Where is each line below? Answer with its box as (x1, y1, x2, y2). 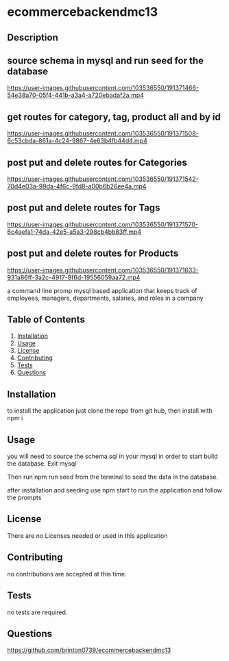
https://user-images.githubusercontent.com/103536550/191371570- (7, 220, 199, 228)
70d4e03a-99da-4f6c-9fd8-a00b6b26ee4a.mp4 (7, 182, 147, 191)
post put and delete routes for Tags (7, 202, 160, 214)
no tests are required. (7, 608, 68, 616)
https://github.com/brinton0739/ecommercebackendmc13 (7, 646, 171, 654)
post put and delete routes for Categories (7, 156, 187, 169)
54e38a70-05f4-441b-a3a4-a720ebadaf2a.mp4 (7, 91, 144, 100)
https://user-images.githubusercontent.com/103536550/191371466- (7, 84, 200, 92)
